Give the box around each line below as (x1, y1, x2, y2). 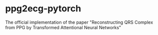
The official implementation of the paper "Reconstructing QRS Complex (5, 19, 153, 25)
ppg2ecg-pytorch (5, 3, 82, 14)
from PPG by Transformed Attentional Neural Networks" (5, 24, 122, 30)
